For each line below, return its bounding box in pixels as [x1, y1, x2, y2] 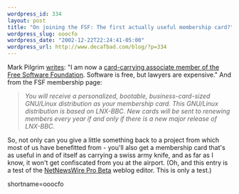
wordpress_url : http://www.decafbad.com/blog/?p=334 [7, 43, 167, 50]
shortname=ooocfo [7, 180, 64, 188]
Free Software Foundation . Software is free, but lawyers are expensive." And [7, 70, 232, 79]
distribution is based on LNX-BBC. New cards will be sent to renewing [24, 107, 230, 115]
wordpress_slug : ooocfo [7, 30, 78, 38]
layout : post [7, 17, 46, 24]
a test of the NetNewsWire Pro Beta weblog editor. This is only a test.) [7, 166, 212, 174]
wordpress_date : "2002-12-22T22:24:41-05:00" [7, 37, 144, 44]
